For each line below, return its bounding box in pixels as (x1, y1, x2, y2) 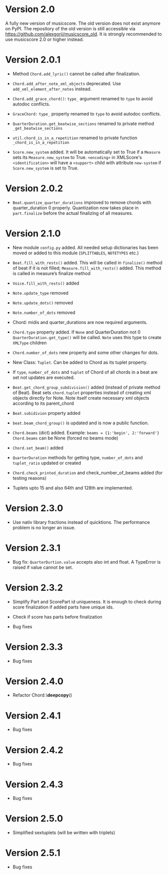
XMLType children (12, 340, 47, 346)
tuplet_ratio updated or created (12, 460, 82, 466)
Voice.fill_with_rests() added (12, 280, 80, 286)
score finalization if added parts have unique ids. (12, 604, 115, 610)
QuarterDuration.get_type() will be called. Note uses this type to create (12, 334, 161, 340)
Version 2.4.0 (5, 675, 64, 687)
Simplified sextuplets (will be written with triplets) (12, 830, 116, 836)
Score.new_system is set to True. (12, 165, 79, 171)
